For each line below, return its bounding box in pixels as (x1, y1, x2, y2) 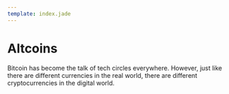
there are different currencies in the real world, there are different (7, 71, 198, 79)
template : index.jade (7, 10, 71, 18)
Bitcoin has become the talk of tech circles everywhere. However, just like (7, 64, 223, 72)
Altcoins (7, 40, 58, 56)
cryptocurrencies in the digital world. (7, 79, 115, 87)
